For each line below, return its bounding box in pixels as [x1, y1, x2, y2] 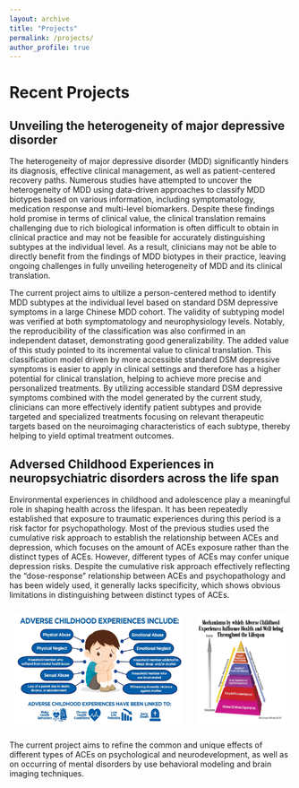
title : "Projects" [9, 23, 78, 33]
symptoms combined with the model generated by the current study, [9, 393, 262, 403]
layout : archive [9, 14, 70, 23]
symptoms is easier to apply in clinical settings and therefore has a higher [9, 364, 281, 375]
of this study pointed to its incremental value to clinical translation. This [9, 345, 272, 356]
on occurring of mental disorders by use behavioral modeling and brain [9, 758, 272, 770]
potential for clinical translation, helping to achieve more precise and [9, 373, 262, 385]
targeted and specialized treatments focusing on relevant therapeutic [9, 411, 264, 422]
